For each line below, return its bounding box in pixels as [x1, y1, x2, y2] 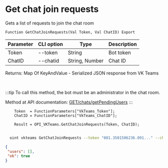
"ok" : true [7, 153, 30, 158]
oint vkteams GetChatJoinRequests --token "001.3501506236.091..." [9, 135, 153, 140]
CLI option [37, 40, 63, 47]
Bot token [108, 49, 131, 56]
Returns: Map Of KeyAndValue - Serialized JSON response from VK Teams [5, 70, 159, 76]
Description [108, 40, 137, 47]
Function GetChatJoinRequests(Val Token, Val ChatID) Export [5, 29, 135, 34]
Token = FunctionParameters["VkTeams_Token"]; [14, 108, 115, 113]
